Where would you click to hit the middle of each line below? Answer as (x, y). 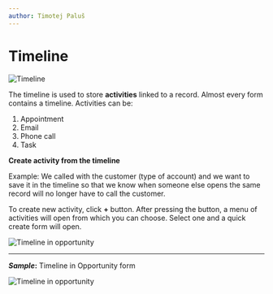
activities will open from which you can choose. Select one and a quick (127, 218)
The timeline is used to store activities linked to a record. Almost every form (136, 94)
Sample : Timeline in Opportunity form (72, 266)
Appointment (42, 119)
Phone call (38, 136)
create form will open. (45, 226)
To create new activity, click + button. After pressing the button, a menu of (133, 209)
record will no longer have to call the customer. (87, 193)
